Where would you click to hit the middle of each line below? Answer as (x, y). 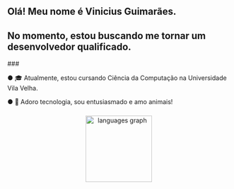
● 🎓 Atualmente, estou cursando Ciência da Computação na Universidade (117, 78)
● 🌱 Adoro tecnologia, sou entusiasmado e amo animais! (90, 102)
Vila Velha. (23, 88)
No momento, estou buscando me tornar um (107, 36)
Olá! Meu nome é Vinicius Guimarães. (92, 12)
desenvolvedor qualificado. (70, 46)
